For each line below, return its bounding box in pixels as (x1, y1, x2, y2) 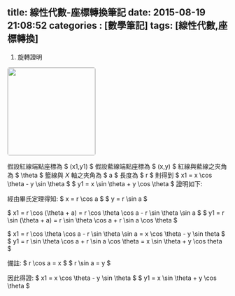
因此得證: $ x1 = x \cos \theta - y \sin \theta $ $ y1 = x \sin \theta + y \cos (7, 274, 217, 282)
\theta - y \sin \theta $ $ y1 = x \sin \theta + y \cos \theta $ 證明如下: (7, 179, 203, 188)
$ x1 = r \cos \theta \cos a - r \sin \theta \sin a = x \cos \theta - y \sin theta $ (7, 230, 226, 238)
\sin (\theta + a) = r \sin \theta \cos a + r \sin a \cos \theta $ (7, 216, 178, 224)
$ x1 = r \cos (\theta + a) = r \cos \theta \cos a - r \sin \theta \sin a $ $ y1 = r (7, 209, 225, 217)
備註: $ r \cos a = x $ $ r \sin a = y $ (7, 258, 111, 267)
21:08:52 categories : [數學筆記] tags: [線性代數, (7, 20, 219, 31)
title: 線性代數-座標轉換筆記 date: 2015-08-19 (7, 6, 206, 19)
